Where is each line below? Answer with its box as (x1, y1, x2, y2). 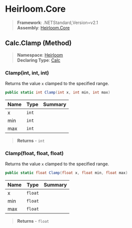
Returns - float (17, 218, 49, 224)
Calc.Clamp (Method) (5, 39, 72, 47)
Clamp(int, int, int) (5, 69, 49, 76)
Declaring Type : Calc (17, 57, 61, 63)
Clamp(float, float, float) (5, 150, 64, 157)
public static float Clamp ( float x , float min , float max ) (5, 170, 128, 176)
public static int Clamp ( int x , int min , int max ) (5, 90, 110, 95)
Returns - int (17, 137, 45, 143)
